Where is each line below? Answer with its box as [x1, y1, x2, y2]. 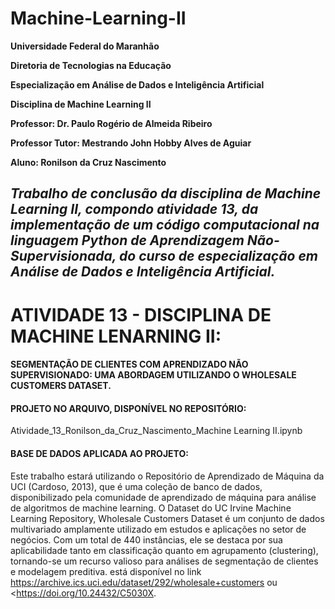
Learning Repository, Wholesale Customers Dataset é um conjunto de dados [10, 512, 325, 524]
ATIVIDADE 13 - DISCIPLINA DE [10, 303, 272, 326]
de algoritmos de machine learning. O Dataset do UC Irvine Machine [10, 502, 292, 514]
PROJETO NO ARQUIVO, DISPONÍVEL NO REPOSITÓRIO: [10, 402, 247, 414]
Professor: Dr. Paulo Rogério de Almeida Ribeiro [10, 117, 213, 129]
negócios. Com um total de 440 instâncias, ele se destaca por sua [10, 533, 283, 546]
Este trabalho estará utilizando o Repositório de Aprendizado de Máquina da [10, 470, 325, 482]
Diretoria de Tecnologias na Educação [10, 59, 172, 71]
